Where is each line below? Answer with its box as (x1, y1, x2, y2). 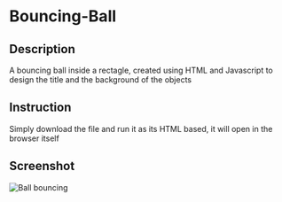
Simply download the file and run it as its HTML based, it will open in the (9, 123, 273, 134)
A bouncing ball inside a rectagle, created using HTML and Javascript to (9, 65, 273, 75)
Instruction (9, 100, 72, 115)
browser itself (9, 133, 59, 144)
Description (9, 42, 75, 57)
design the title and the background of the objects (9, 74, 192, 85)
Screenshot (9, 159, 75, 174)
